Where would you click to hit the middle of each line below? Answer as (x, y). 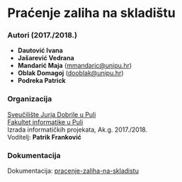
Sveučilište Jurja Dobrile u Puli (52, 114)
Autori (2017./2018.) (42, 35)
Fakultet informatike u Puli (45, 122)
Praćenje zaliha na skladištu (91, 13)
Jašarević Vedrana (46, 58)
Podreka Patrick (41, 81)
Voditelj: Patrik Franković (44, 137)
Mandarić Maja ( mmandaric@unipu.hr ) (75, 66)
